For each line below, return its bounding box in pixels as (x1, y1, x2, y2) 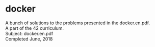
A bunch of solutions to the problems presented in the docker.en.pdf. (5, 20, 150, 26)
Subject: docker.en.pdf (5, 30, 54, 36)
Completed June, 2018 (5, 36, 53, 42)
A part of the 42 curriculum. (5, 25, 64, 31)
